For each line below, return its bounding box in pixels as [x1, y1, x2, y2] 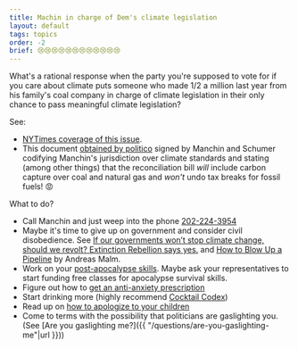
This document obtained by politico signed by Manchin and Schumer [21, 144, 277, 154]
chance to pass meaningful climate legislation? [9, 99, 181, 110]
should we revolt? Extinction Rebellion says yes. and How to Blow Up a [21, 245, 283, 255]
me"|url [21, 329, 51, 340]
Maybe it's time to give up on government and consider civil [21, 225, 243, 237]
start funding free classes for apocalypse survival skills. [21, 273, 228, 284]
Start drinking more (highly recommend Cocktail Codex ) [21, 292, 228, 303]
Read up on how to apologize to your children [21, 301, 190, 312]
